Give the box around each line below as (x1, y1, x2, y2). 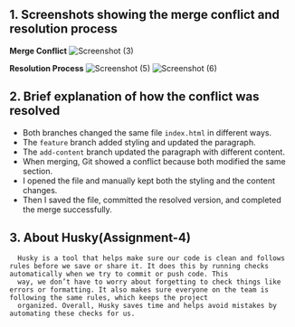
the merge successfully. (22, 203, 113, 215)
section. (22, 165, 53, 176)
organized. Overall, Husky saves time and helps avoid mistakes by (17, 302, 278, 311)
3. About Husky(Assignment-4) (9, 230, 192, 246)
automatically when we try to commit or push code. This (9, 270, 229, 279)
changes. (22, 184, 58, 195)
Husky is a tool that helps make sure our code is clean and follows (17, 254, 285, 263)
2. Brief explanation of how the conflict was (9, 89, 260, 105)
